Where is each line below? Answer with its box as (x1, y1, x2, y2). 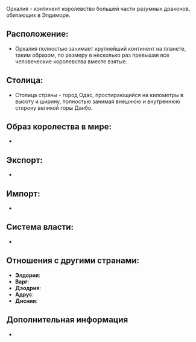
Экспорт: (6, 155, 43, 165)
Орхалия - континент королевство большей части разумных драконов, (6, 5, 191, 12)
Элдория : (14, 271, 40, 279)
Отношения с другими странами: (6, 256, 140, 266)
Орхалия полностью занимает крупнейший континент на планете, (14, 45, 186, 52)
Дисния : (14, 297, 38, 304)
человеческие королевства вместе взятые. (14, 57, 128, 65)
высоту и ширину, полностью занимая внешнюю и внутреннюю (14, 98, 181, 105)
